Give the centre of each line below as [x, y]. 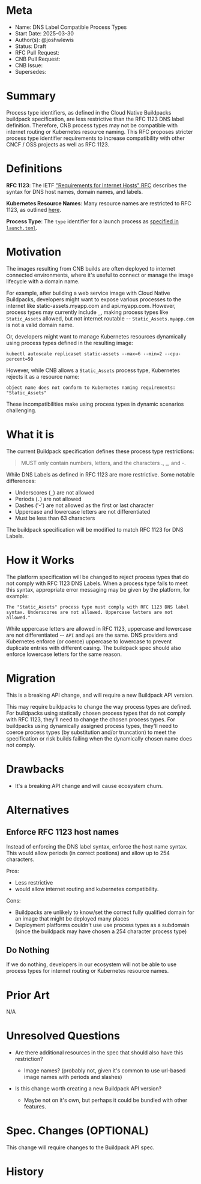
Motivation [34, 252]
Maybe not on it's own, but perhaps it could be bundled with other [106, 1100]
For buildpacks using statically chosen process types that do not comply [96, 713]
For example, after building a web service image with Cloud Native [88, 293]
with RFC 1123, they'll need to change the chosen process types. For [91, 719]
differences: [21, 481]
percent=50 [20, 359]
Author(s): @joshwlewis [44, 40]
